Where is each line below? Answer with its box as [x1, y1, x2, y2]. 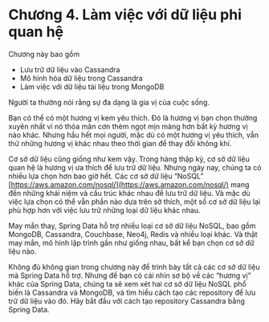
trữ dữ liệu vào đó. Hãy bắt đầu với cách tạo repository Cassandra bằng [8, 296, 245, 306]
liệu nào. [8, 247, 37, 256]
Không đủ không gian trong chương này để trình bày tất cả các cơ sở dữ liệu [8, 262, 260, 271]
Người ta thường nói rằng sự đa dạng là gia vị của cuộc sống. [8, 97, 210, 107]
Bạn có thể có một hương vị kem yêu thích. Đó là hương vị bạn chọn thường [8, 112, 258, 122]
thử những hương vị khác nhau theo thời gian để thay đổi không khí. [8, 138, 232, 148]
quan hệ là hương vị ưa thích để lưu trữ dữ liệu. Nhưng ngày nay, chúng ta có [8, 162, 262, 172]
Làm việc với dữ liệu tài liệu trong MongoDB [19, 82, 165, 92]
